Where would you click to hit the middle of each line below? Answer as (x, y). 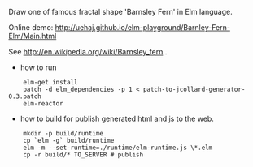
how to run (38, 67)
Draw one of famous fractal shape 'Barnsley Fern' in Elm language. (121, 12)
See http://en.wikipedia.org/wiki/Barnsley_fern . (88, 51)
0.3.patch (25, 96)
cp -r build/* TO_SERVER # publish (83, 155)
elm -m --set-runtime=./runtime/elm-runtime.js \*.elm (118, 148)
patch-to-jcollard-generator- (194, 89)
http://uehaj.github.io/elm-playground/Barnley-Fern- (142, 27)
